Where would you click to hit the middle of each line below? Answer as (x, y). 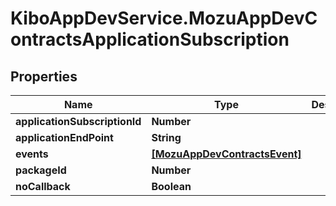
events (32, 154)
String (166, 137)
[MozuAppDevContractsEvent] (226, 154)
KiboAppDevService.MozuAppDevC (164, 18)
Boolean (171, 186)
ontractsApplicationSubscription (150, 39)
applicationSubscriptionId (78, 121)
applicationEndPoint (64, 137)
